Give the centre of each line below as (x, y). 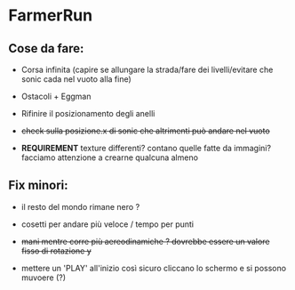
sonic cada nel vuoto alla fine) (76, 79)
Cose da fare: (46, 48)
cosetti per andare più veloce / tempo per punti (108, 224)
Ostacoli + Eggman (56, 96)
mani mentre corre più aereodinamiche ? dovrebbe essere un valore (145, 241)
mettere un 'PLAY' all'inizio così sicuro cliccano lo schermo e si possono (153, 268)
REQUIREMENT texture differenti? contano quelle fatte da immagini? (146, 148)
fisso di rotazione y (56, 251)
